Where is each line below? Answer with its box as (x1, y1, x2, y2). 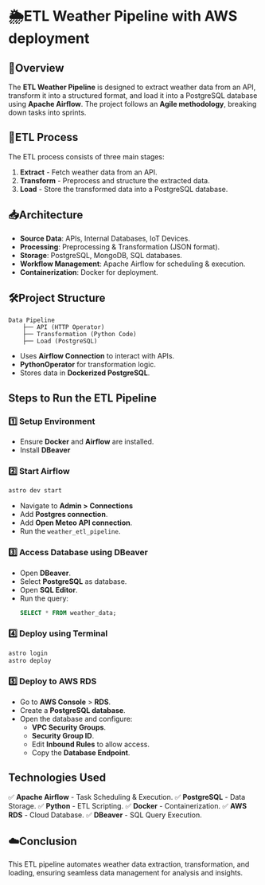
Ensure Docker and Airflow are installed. (19, 437, 154, 447)
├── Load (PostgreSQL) (22, 337, 98, 346)
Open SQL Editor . (19, 585, 78, 594)
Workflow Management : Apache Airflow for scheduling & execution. (19, 259, 246, 268)
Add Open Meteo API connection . (19, 518, 133, 527)
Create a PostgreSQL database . (19, 705, 126, 715)
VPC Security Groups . (31, 722, 106, 732)
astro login (8, 649, 48, 657)
